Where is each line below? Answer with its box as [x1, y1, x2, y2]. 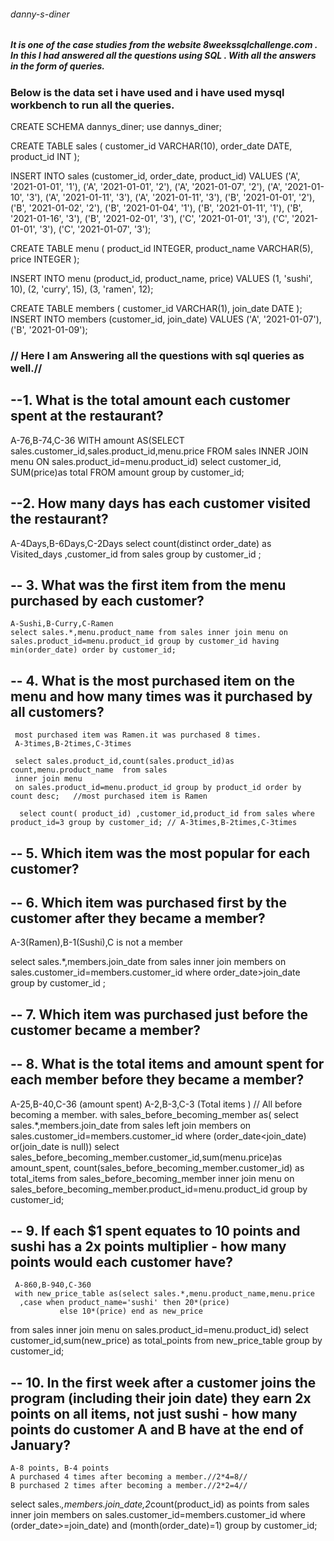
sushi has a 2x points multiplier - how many [10, 1238, 287, 1255]
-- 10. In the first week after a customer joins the [10, 1374, 317, 1391]
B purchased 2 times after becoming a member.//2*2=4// [10, 1481, 248, 1491]
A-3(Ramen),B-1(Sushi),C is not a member [10, 936, 183, 949]
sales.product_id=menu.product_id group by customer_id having [10, 636, 280, 647]
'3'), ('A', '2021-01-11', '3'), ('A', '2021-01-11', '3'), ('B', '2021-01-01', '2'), [26, 191, 315, 203]
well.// [10, 361, 43, 375]
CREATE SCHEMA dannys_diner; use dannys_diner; [10, 120, 223, 132]
